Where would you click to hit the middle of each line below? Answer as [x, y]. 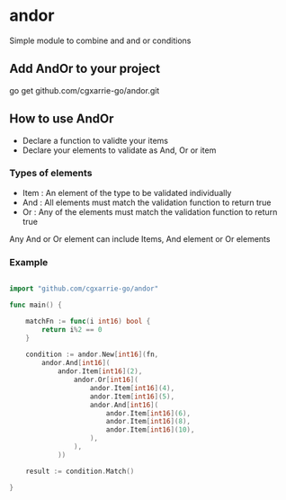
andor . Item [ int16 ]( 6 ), [148, 413]
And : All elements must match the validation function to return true [147, 202]
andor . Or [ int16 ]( [106, 380]
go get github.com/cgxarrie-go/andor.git [85, 90]
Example [29, 262]
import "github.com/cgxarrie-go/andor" [84, 289]
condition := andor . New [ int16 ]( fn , [92, 355]
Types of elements [51, 174]
